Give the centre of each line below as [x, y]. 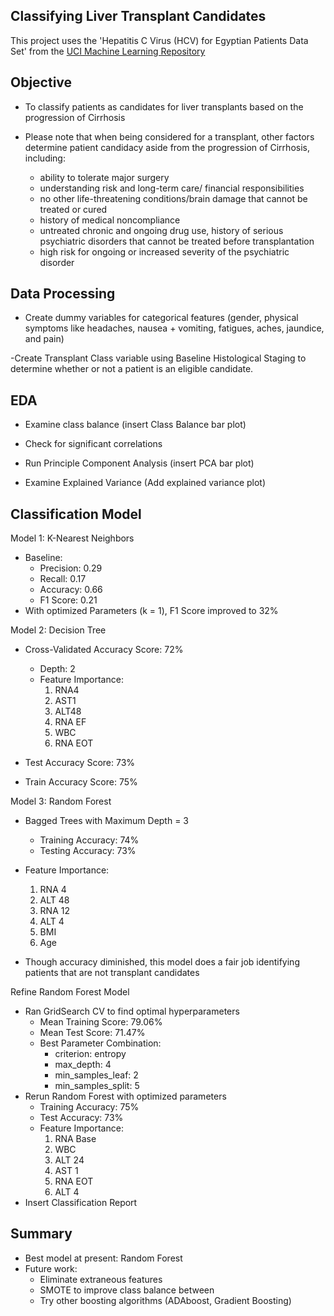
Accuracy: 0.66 [71, 590]
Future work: [51, 1268]
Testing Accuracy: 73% [88, 851]
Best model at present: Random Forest [103, 1258]
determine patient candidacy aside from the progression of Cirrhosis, [167, 147]
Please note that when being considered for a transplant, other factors [169, 136]
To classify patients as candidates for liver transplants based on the [164, 106]
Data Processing [63, 294]
